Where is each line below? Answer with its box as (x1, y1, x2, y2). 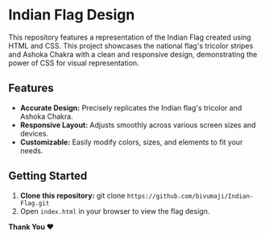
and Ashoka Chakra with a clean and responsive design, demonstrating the (8, 49, 258, 59)
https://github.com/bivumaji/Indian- (126, 192, 254, 200)
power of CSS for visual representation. (8, 58, 139, 68)
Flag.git (19, 199, 50, 207)
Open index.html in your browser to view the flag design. (19, 206, 210, 215)
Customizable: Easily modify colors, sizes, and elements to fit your (19, 137, 243, 147)
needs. (19, 145, 43, 155)
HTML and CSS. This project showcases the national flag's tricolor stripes (8, 40, 254, 50)
